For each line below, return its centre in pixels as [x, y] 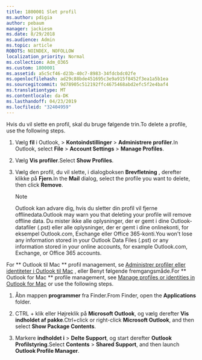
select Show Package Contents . [55, 326]
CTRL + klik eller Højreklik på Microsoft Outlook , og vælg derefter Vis [102, 313]
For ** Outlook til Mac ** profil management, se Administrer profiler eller [96, 264]
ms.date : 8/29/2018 [31, 34]
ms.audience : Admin [31, 40]
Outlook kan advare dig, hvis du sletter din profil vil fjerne [86, 208]
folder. [23, 302]
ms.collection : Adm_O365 [37, 62]
